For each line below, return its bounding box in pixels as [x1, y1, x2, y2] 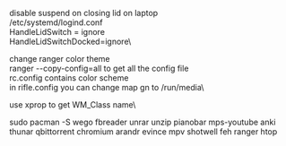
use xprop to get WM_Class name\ [9, 99, 136, 110]
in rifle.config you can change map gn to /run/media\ [9, 82, 204, 92]
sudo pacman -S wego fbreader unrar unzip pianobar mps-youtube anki [9, 116, 276, 127]
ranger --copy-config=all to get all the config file [9, 63, 189, 73]
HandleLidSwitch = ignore [9, 27, 106, 37]
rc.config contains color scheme [9, 73, 129, 83]
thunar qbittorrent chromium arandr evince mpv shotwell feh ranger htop [9, 126, 278, 137]
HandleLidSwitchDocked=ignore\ [9, 36, 132, 47]
